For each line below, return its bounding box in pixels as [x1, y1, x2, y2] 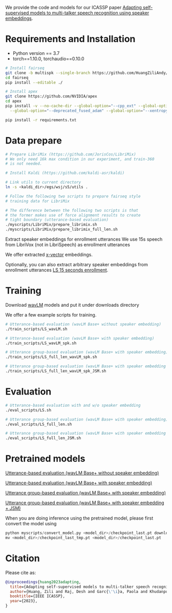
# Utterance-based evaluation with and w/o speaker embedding [5, 403, 141, 408]
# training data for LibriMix [5, 199, 70, 204]
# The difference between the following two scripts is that [5, 208, 139, 213]
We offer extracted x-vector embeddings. [5, 251, 93, 258]
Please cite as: [5, 569, 36, 576]
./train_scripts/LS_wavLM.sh [5, 326, 68, 331]
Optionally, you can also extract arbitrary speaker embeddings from [5, 262, 148, 267]
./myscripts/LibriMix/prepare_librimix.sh [5, 222, 97, 227]
